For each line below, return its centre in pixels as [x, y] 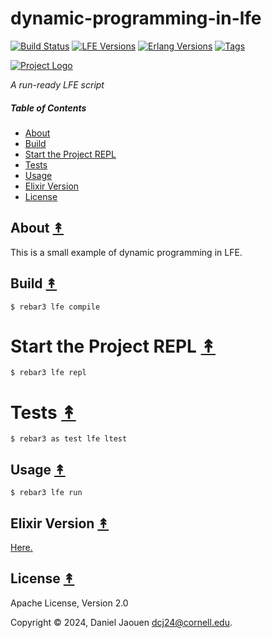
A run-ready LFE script [57, 84]
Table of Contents [48, 108]
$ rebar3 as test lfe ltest [69, 439]
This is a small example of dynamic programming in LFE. [126, 252]
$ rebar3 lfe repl [48, 373]
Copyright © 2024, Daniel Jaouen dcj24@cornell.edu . [121, 622]
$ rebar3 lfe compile [55, 307]
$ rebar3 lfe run [46, 493]
